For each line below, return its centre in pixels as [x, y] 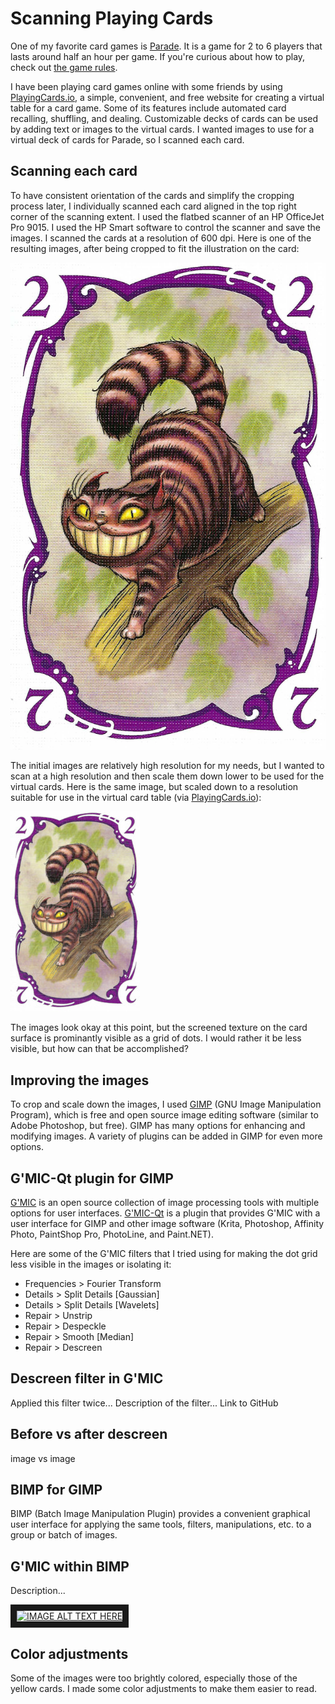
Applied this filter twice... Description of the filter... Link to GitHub [144, 1403]
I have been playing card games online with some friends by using [146, 86]
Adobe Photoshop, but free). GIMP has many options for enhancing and [158, 1126]
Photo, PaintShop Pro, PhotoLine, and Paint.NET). [112, 1234]
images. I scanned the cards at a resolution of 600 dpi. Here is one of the [161, 238]
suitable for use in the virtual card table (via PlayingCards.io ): [136, 798]
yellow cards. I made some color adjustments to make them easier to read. [164, 1689]
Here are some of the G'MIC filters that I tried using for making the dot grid [164, 1253]
